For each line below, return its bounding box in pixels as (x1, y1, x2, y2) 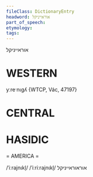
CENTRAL (6, 106, 55, 120)
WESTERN (6, 67, 57, 80)
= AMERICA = (6, 152, 39, 159)
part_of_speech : (6, 19, 46, 25)
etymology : (6, 25, 33, 31)
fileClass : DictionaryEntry (6, 8, 75, 15)
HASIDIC (6, 133, 49, 147)
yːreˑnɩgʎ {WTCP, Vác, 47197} (6, 86, 77, 93)
